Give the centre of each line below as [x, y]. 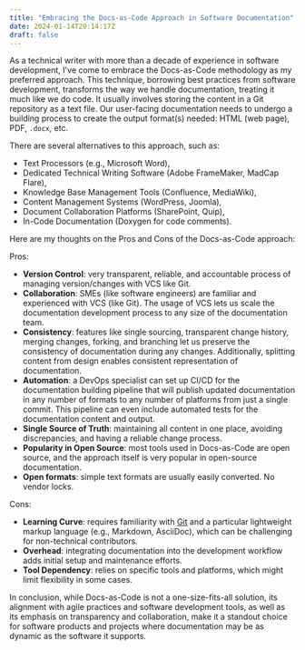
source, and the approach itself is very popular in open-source [139, 458]
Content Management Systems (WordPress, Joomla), [122, 202]
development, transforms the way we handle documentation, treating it [142, 90]
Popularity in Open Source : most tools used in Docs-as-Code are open [156, 448]
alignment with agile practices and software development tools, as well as [148, 607]
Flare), [34, 183]
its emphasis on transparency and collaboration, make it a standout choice [148, 617]
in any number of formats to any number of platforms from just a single [155, 400]
